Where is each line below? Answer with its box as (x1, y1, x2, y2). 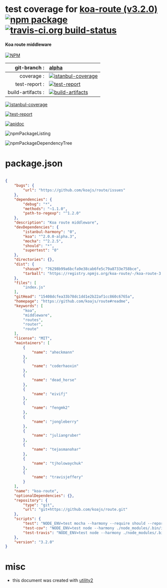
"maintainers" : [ (14, 340, 50, 346)
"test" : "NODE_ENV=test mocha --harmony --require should (23, 521, 146, 526)
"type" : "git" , (23, 502, 55, 507)
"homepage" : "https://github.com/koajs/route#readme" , (14, 299, 130, 304)
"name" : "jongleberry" (31, 419, 79, 424)
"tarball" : (23, 271, 46, 276)
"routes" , (23, 317, 43, 322)
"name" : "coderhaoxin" (31, 363, 79, 369)
